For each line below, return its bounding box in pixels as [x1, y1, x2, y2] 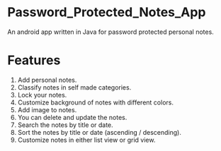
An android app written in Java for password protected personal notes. [7, 28, 214, 36]
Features [7, 52, 61, 68]
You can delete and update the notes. [17, 113, 127, 121]
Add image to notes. [17, 105, 77, 114]
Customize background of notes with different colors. [17, 98, 174, 107]
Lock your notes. [17, 90, 67, 99]
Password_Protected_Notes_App [7, 4, 206, 20]
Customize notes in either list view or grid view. [17, 135, 156, 144]
